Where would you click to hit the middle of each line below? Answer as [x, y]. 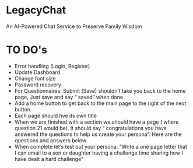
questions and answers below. [51, 140]
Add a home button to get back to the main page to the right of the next [100, 103]
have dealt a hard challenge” [49, 159]
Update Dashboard [37, 72]
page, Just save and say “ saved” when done [69, 97]
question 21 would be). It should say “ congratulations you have [91, 128]
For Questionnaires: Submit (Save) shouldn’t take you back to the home [100, 90]
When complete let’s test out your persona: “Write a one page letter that [101, 146]
